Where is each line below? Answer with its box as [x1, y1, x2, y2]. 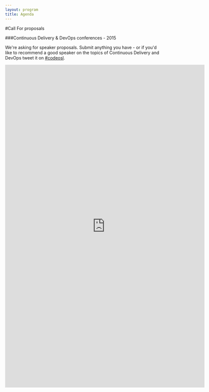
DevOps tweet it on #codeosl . [5, 55, 65, 60]
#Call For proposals [5, 25, 45, 31]
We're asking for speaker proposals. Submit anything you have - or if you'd [5, 44, 157, 50]
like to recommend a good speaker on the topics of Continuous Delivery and [5, 50, 159, 56]
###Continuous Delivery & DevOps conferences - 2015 [5, 35, 116, 41]
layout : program [5, 7, 38, 12]
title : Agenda [5, 12, 34, 17]
